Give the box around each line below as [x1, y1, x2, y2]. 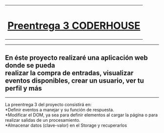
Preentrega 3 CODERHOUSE [7, 19, 141, 32]
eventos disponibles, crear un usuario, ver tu [5, 76, 144, 85]
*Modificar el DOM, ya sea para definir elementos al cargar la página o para [5, 112, 158, 118]
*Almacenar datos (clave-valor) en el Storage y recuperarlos [5, 122, 127, 129]
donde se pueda [5, 61, 55, 69]
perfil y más [5, 84, 42, 92]
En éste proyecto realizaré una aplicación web [5, 53, 148, 62]
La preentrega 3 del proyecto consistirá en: [5, 102, 92, 108]
